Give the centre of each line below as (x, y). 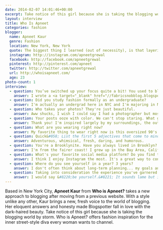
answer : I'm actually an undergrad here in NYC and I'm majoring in (84, 105)
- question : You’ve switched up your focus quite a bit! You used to (81, 91)
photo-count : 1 (20, 82)
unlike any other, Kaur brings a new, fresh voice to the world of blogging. (78, 201)
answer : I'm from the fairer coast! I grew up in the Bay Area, (80, 150)
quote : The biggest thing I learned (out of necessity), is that (77, 50)
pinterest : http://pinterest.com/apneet (51, 64)
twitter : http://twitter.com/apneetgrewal (53, 69)
